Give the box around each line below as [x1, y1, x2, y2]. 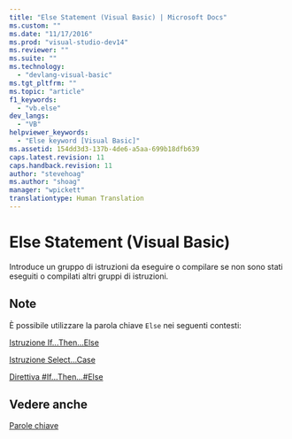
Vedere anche [9, 397, 88, 412]
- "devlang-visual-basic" [17, 71, 113, 80]
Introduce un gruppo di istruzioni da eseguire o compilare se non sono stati [9, 261, 283, 272]
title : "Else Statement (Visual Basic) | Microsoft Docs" [9, 12, 227, 22]
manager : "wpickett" [9, 186, 86, 195]
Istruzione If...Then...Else [9, 337, 100, 348]
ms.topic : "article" [9, 87, 86, 96]
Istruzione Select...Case [9, 354, 96, 365]
